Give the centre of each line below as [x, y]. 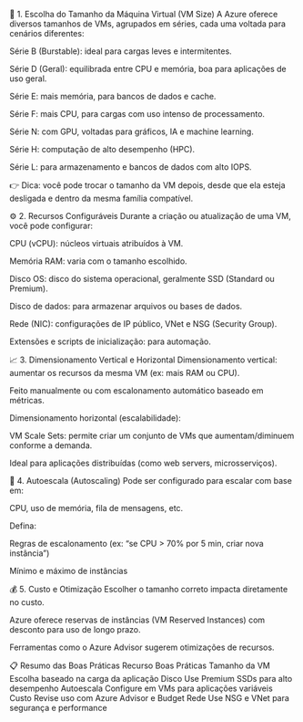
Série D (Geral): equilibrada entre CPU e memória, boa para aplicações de [148, 69]
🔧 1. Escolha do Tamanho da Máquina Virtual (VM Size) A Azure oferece [144, 14]
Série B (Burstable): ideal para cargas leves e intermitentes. [121, 51]
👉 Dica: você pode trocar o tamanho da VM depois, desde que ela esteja [147, 185]
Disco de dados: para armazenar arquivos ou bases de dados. [126, 306]
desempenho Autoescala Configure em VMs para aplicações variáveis [141, 688]
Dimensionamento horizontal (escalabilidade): [96, 418]
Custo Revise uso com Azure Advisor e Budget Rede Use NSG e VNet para [149, 698]
